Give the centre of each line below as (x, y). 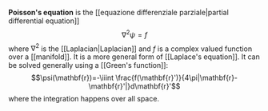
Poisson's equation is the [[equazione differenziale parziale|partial (119, 12)
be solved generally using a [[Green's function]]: (88, 65)
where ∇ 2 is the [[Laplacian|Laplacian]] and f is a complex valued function (130, 48)
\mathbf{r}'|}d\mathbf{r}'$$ (134, 86)
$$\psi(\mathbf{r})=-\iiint (72, 78)
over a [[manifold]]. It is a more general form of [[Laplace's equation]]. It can (134, 57)
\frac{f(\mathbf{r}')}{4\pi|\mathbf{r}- (177, 78)
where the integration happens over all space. (84, 99)
